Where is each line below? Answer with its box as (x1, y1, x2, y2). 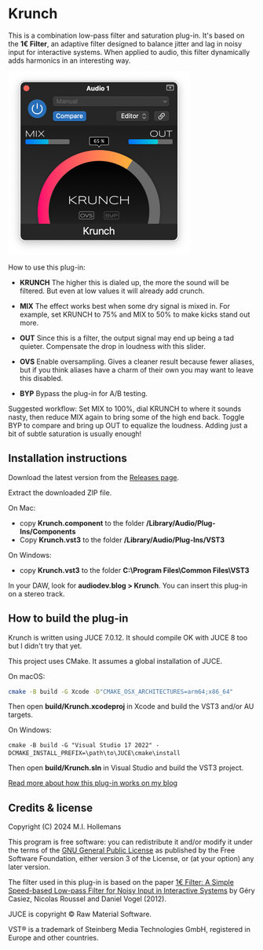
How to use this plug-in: (8, 262, 86, 272)
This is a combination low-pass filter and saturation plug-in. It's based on (8, 31, 245, 40)
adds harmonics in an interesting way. (8, 56, 131, 65)
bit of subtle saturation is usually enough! (8, 429, 142, 438)
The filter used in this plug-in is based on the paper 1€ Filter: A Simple (8, 878, 234, 887)
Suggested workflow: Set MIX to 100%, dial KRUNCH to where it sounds (8, 404, 242, 413)
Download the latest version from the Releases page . (8, 472, 179, 482)
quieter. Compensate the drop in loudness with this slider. (19, 341, 206, 350)
